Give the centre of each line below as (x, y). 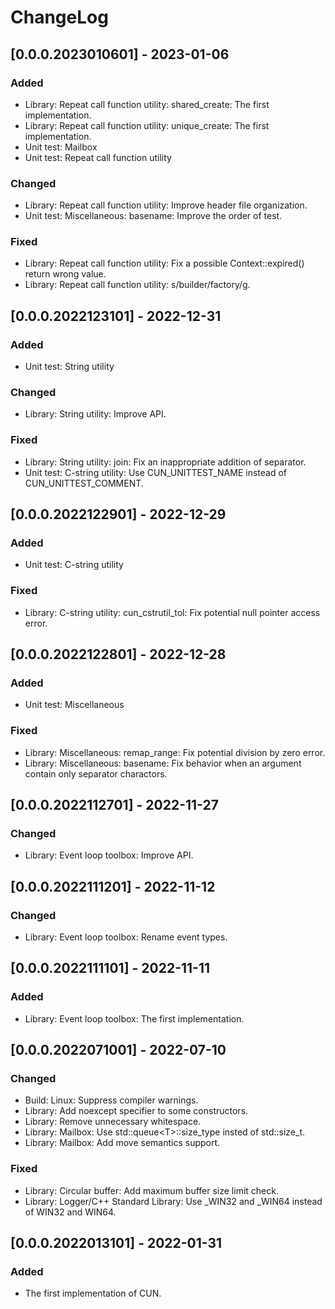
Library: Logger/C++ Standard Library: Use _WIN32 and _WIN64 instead (173, 1201)
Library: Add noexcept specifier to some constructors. (136, 1111)
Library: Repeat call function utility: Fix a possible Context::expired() (164, 263)
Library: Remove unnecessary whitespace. (113, 1122)
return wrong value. (65, 274)
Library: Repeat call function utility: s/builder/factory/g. (137, 285)
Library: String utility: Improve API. (95, 414)
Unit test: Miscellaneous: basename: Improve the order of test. (153, 216)
